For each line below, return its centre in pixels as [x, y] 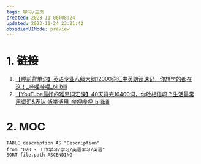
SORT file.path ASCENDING [39, 155]
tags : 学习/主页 [25, 12]
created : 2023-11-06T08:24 [41, 18]
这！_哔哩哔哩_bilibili [41, 87]
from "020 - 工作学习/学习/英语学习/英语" [56, 150]
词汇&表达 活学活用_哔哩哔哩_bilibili [65, 102]
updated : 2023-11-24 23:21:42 [45, 23]
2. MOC [26, 127]
